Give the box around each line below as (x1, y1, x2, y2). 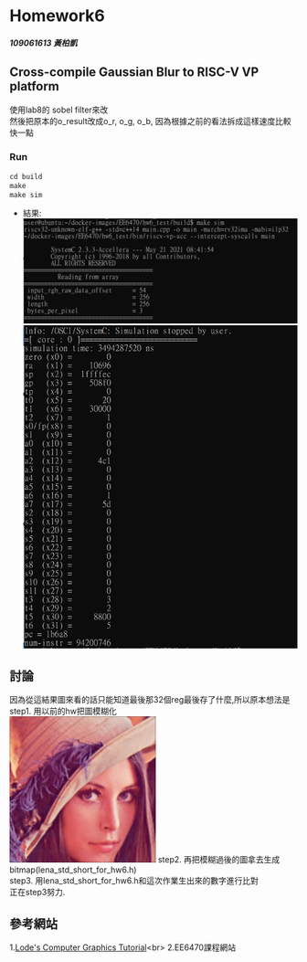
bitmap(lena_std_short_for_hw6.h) (9, 864, 137, 875)
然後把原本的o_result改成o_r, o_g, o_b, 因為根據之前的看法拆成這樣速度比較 (9, 115, 292, 126)
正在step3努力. (9, 887, 66, 898)
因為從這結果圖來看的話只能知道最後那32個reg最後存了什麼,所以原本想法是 (9, 694, 291, 705)
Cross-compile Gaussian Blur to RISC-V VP (9, 65, 259, 80)
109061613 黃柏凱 (9, 37, 78, 48)
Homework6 (9, 5, 105, 26)
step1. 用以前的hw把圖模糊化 (9, 705, 117, 717)
